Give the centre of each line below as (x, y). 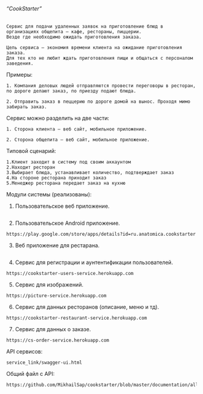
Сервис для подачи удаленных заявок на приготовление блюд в (85, 27)
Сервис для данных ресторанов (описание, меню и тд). (87, 307)
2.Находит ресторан (31, 167)
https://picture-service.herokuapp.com (56, 296)
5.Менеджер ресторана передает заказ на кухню (66, 183)
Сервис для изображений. (49, 285)
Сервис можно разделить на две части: (58, 118)
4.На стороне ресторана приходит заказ (56, 178)
